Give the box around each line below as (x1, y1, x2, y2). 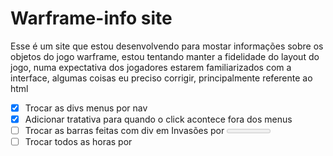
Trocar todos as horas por (24, 136, 133, 148)
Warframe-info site (10, 7, 173, 30)
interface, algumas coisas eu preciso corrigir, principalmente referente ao (10, 72, 313, 84)
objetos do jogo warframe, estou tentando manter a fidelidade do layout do (10, 50, 320, 62)
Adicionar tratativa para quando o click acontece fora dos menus (24, 113, 293, 125)
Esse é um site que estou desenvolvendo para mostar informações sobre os (10, 40, 324, 52)
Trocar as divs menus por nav (24, 102, 148, 114)
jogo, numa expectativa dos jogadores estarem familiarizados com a (10, 61, 292, 73)
